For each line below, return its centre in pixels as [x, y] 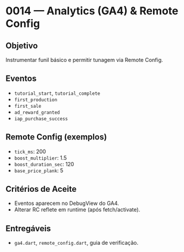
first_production [36, 99]
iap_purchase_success [41, 119]
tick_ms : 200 [30, 151]
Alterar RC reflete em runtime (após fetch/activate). [77, 210]
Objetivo [22, 46]
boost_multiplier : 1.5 [40, 158]
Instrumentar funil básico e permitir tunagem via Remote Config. [84, 60]
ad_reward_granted [37, 112]
